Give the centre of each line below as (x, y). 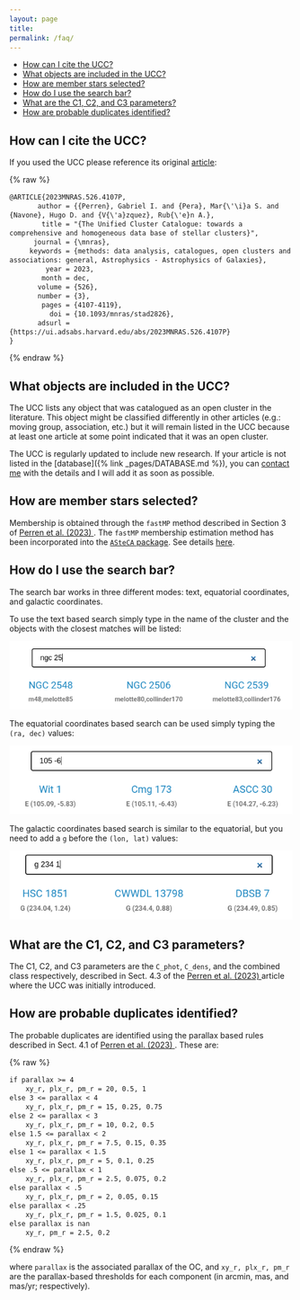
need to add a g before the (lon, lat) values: (94, 838)
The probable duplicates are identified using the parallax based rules (137, 1035)
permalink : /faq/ (42, 38)
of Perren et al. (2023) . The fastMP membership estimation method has (141, 532)
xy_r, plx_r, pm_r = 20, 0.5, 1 (86, 1089)
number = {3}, (64, 297)
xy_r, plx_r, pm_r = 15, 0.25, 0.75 (94, 1107)
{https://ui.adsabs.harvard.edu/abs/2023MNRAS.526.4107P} (120, 333)
